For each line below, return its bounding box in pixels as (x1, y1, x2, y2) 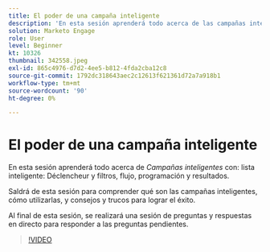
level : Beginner (8, 42, 63, 50)
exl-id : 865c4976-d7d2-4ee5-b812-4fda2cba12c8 (8, 64, 167, 72)
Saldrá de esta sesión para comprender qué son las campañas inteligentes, (8, 187, 258, 196)
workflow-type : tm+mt (8, 79, 81, 87)
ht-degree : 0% (8, 94, 56, 102)
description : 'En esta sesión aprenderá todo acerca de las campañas (8, 19, 247, 27)
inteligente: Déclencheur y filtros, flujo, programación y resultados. (8, 171, 230, 181)
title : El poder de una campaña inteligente (8, 11, 160, 20)
